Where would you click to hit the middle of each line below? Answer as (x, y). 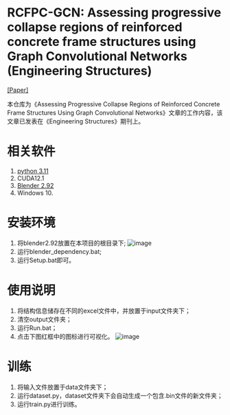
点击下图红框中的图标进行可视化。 (65, 336)
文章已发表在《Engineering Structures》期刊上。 (76, 121)
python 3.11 (33, 171)
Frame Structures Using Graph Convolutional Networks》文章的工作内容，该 (115, 112)
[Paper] (18, 90)
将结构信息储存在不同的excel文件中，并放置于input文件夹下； (104, 311)
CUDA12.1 (31, 178)
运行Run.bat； (37, 328)
